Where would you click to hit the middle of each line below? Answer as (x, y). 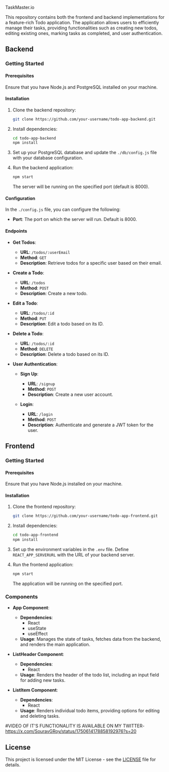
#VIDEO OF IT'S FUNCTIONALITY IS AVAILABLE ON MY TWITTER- (75, 726)
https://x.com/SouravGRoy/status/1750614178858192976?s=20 (71, 731)
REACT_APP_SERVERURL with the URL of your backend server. (74, 555)
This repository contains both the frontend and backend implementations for (85, 17)
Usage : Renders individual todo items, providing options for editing (90, 711)
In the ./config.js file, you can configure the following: (63, 209)
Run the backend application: (43, 168)
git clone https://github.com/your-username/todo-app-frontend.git (85, 516)
